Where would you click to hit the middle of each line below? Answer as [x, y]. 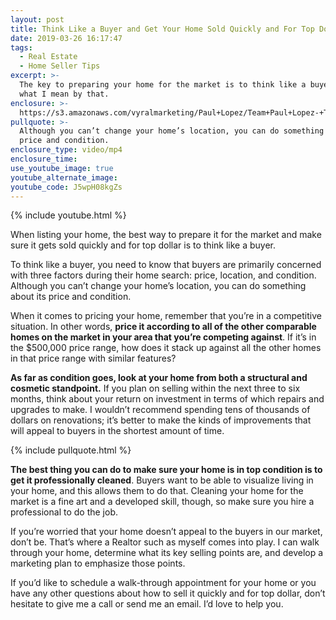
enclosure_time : [44, 159]
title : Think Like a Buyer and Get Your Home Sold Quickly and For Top [162, 29]
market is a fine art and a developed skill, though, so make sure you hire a [162, 502]
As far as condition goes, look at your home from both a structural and [159, 378]
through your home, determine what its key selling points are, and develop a [167, 553]
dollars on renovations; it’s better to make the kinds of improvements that [161, 420]
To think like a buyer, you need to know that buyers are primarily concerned [166, 265]
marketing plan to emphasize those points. [98, 563]
